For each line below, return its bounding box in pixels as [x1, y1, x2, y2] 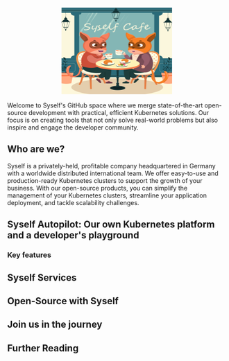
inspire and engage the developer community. [7, 123, 139, 132]
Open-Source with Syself [7, 295, 119, 307]
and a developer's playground [7, 229, 139, 241]
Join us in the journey [7, 319, 103, 331]
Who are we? [7, 143, 65, 155]
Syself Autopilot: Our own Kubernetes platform [7, 219, 215, 231]
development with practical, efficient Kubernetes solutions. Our [28, 109, 210, 116]
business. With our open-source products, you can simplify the [7, 184, 188, 192]
